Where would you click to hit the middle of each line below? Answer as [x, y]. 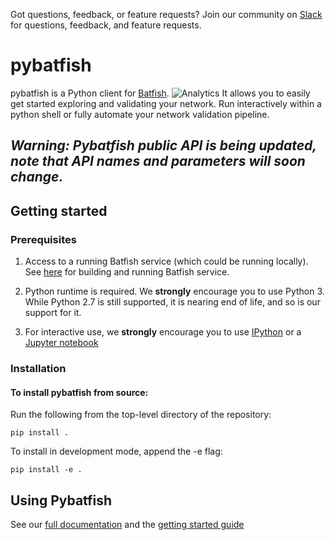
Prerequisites [43, 239]
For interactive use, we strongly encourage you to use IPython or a [163, 332]
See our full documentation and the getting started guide [127, 524]
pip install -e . [46, 470]
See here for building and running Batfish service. [127, 272]
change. [37, 177]
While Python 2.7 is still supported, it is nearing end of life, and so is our [172, 302]
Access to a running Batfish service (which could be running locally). [166, 261]
